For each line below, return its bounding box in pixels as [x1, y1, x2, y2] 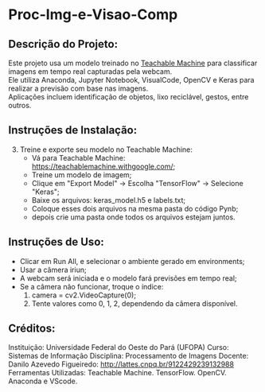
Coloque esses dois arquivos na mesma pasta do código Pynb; [31, 204, 239, 213]
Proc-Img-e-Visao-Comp [8, 6, 178, 24]
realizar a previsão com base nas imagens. [8, 83, 149, 93]
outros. [8, 101, 32, 110]
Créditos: [8, 322, 56, 336]
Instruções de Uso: [8, 235, 105, 249]
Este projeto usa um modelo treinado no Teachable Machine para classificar [8, 58, 258, 68]
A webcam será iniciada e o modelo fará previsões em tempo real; [19, 273, 237, 283]
